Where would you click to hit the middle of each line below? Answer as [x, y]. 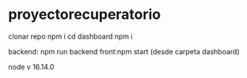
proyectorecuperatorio [85, 15]
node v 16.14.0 [31, 67]
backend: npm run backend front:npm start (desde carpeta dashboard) [124, 51]
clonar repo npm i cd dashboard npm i [70, 36]
